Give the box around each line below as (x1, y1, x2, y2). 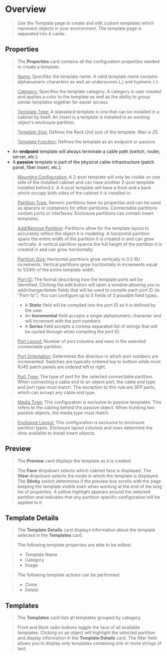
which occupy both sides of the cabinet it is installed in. (17, 190, 132, 196)
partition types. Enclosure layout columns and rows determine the (17, 425, 153, 431)
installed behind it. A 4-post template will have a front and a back (17, 184, 152, 190)
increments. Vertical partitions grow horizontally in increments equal (17, 261, 158, 267)
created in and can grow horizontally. (17, 246, 94, 252)
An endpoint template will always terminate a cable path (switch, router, (12, 148, 161, 154)
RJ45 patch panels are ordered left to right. (17, 364, 106, 370)
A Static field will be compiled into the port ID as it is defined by (24, 302, 156, 308)
